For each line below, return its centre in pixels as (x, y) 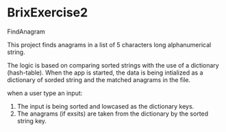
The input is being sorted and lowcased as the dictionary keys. (105, 106)
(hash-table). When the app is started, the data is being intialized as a (105, 72)
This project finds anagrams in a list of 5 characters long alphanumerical (109, 44)
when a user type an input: (45, 93)
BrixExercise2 (48, 13)
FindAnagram (26, 31)
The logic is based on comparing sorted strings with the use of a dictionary (113, 65)
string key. (32, 120)
